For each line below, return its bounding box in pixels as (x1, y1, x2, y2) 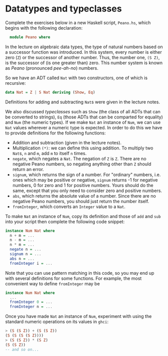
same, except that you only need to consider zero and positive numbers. (12, 188, 162, 194)
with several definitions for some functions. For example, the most (5, 275, 142, 281)
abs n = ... (10, 256, 35, 261)
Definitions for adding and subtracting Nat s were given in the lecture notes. (5, 99, 160, 105)
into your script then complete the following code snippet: (5, 219, 125, 225)
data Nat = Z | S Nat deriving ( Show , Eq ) (5, 90, 95, 95)
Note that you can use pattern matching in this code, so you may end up (5, 270, 154, 276)
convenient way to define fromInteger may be (5, 280, 100, 286)
